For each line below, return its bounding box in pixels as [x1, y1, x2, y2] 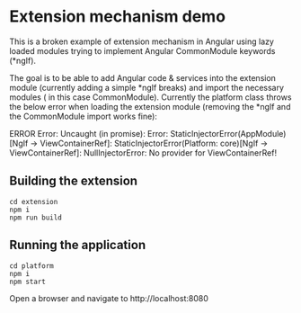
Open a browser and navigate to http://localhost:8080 [9, 292, 208, 303]
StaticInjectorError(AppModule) [170, 128, 287, 139]
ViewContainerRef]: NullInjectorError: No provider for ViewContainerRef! [9, 147, 277, 158]
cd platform [9, 261, 54, 271]
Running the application [9, 237, 146, 253]
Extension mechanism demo [9, 6, 226, 27]
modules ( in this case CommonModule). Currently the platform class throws [9, 92, 292, 103]
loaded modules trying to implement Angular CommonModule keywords [9, 45, 276, 56]
